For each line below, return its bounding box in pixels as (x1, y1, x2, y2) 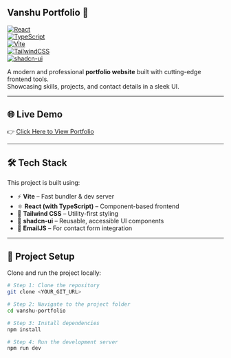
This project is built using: (7, 179, 80, 187)
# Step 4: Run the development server (7, 338, 118, 346)
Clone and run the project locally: (7, 269, 102, 277)
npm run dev (7, 345, 41, 352)
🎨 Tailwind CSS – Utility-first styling (16, 210, 119, 218)
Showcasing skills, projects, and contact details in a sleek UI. (7, 82, 180, 90)
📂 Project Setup (7, 250, 75, 262)
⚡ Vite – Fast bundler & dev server (16, 192, 115, 201)
